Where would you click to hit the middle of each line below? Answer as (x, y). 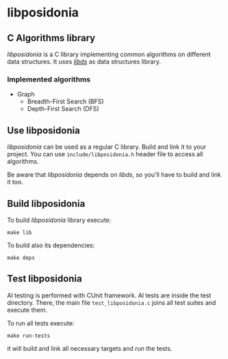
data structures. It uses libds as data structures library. (84, 62)
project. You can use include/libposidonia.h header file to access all (105, 154)
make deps (21, 258)
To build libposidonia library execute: (59, 220)
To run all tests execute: (41, 323)
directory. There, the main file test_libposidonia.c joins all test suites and (112, 302)
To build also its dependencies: (51, 245)
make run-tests (29, 336)
